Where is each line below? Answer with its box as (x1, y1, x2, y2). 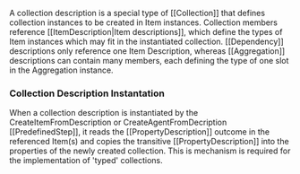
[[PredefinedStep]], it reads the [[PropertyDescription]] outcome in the (9, 126, 270, 137)
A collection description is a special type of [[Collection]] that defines (9, 8, 266, 18)
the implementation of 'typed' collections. (9, 155, 163, 166)
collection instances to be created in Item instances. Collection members (9, 17, 278, 28)
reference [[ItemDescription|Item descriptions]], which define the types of (9, 27, 283, 37)
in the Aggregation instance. (9, 65, 114, 75)
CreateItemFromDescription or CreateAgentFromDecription (9, 117, 227, 128)
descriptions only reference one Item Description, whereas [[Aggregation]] (9, 46, 286, 57)
